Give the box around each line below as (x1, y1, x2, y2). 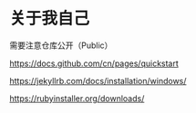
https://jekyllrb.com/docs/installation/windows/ (9, 75, 187, 86)
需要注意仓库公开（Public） (9, 40, 113, 51)
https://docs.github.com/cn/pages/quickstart (9, 58, 180, 69)
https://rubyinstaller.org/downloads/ (9, 92, 145, 104)
